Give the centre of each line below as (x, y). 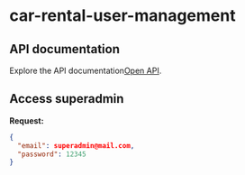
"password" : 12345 (52, 154)
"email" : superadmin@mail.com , (76, 145)
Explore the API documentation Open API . (86, 70)
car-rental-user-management (122, 16)
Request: (27, 120)
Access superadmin (67, 99)
